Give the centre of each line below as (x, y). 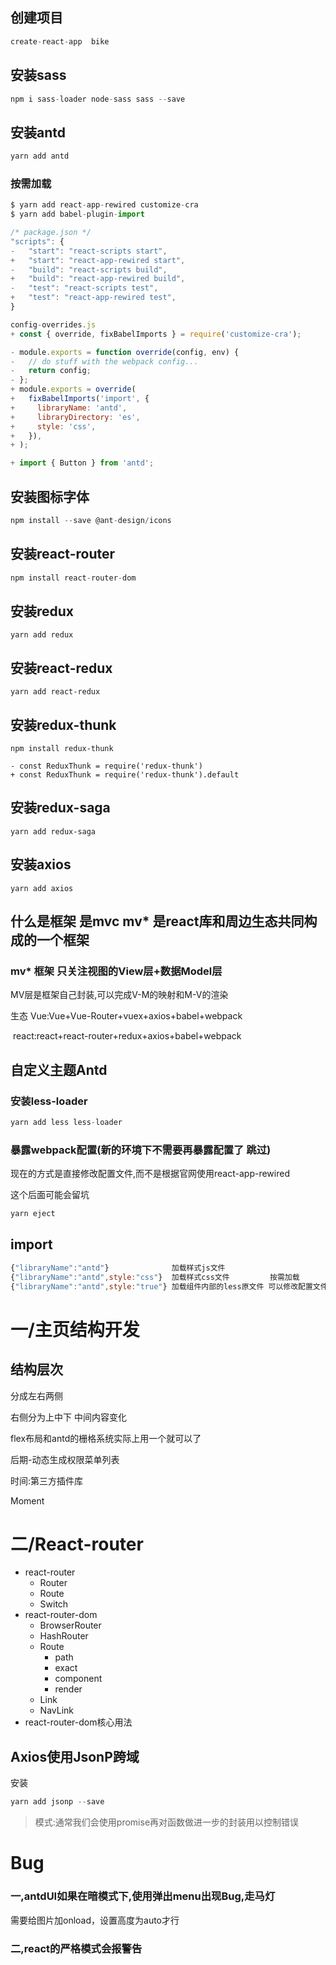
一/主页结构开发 (75, 1329)
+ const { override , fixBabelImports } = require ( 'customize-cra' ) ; (156, 334)
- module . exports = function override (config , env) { (125, 352)
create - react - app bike (60, 41)
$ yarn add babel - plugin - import (77, 214)
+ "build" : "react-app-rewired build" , (98, 279)
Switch (54, 1604)
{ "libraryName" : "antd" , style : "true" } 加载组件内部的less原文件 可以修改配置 (161, 1286)
